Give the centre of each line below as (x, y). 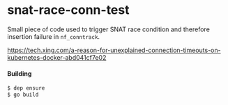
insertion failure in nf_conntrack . (53, 36)
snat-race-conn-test (68, 10)
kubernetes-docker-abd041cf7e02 (57, 57)
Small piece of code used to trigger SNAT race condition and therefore (109, 29)
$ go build (23, 95)
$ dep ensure (26, 88)
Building (20, 73)
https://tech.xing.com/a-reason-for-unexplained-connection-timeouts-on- (114, 50)
